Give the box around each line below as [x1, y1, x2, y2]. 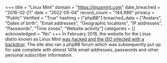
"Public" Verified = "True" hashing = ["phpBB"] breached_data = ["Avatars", [5, 15, 162, 20]
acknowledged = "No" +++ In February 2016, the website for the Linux [5, 31, 151, 36]
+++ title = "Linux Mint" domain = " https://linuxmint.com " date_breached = [5, 4, 160, 10]
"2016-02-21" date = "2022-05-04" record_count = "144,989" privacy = [5, 9, 155, 15]
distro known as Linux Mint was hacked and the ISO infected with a [5, 36, 144, 42]
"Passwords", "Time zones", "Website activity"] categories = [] [5, 25, 135, 31]
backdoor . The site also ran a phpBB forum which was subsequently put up [5, 41, 161, 47]
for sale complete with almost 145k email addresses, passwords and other [5, 47, 159, 52]
